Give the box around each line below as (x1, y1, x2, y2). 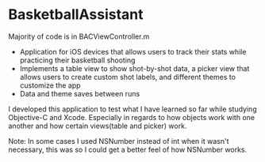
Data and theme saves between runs (19, 89, 140, 98)
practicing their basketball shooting (19, 55, 136, 65)
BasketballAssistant (8, 6, 144, 24)
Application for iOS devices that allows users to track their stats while (19, 47, 247, 56)
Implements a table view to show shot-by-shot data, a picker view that (19, 63, 250, 73)
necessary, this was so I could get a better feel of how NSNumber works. (8, 145, 248, 154)
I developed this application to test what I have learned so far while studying (8, 104, 257, 114)
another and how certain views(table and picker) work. (8, 121, 187, 130)
